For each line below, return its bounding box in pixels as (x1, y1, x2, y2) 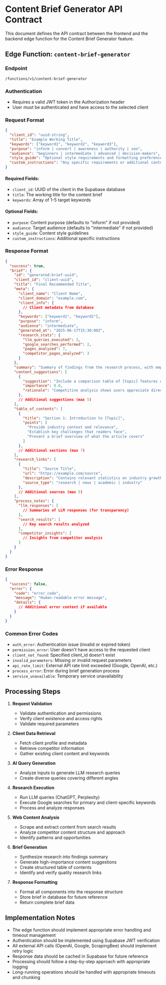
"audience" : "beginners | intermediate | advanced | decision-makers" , (9, 151, 161, 156)
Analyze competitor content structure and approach (19, 829, 125, 835)
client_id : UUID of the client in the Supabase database (12, 186, 125, 192)
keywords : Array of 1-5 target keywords (12, 197, 91, 203)
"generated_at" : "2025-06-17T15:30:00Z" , (18, 328, 105, 333)
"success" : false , (9, 581, 48, 586)
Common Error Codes (5, 630, 58, 637)
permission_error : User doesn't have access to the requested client (12, 647, 151, 653)
